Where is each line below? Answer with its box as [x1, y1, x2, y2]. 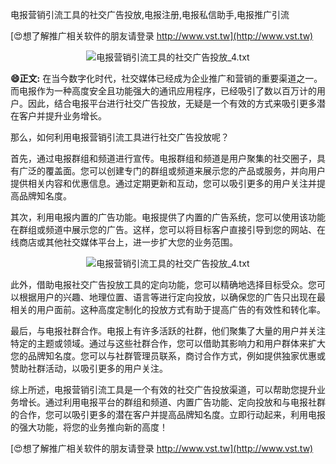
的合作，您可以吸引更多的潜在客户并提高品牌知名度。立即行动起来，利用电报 [10, 409, 326, 420]
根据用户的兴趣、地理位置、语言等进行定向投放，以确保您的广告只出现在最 [18, 291, 326, 303]
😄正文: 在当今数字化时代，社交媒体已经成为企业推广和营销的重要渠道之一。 [10, 73, 323, 84]
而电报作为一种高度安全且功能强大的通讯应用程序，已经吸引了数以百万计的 [10, 85, 317, 97]
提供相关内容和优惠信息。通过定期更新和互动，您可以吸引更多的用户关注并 [10, 178, 317, 189]
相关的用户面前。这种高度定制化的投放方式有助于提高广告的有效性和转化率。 [10, 304, 326, 315]
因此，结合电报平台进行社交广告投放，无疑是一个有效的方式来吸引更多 [27, 98, 317, 109]
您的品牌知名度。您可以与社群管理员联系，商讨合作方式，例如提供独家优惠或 [10, 350, 326, 362]
